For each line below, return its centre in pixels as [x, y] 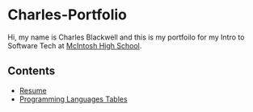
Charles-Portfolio [67, 15]
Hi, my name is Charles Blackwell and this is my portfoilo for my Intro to [126, 37]
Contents [32, 71]
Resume [33, 90]
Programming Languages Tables [73, 99]
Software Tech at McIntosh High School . [75, 45]
